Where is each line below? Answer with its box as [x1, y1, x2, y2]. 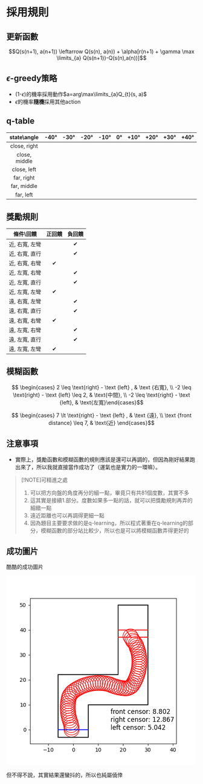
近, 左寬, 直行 [8, 279, 42, 286]
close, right [10, 143, 38, 150]
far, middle [10, 183, 37, 190]
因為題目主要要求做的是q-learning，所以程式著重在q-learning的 [30, 519, 188, 526]
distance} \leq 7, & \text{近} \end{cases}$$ [48, 419, 155, 426]
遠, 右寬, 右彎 [8, 317, 42, 324]
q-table [6, 116, 35, 126]
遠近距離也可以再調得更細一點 [30, 511, 105, 519]
